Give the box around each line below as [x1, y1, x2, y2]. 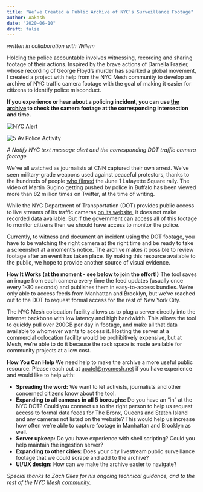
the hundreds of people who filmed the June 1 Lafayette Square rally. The [7, 177, 190, 185]
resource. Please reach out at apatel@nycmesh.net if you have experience [7, 365, 193, 372]
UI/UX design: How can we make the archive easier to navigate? [15, 460, 177, 468]
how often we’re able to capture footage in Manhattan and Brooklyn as [15, 422, 191, 430]
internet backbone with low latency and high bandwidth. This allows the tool [7, 315, 196, 322]
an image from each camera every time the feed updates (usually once [7, 277, 184, 285]
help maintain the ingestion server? [15, 441, 103, 449]
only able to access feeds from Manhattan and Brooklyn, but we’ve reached [7, 290, 196, 297]
